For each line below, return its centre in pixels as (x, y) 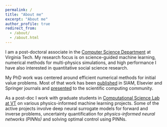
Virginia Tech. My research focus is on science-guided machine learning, (80, 57)
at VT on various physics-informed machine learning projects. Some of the (82, 103)
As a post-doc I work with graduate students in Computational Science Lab (82, 97)
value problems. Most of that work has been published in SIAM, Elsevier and (84, 82)
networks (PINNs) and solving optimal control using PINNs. (66, 119)
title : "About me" (24, 14)
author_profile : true (28, 24)
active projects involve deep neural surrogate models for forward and (77, 108)
